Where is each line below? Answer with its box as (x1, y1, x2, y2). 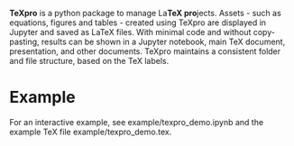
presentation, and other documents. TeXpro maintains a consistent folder (9, 46, 281, 57)
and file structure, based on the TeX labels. (9, 56, 170, 66)
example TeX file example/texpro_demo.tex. (9, 126, 172, 137)
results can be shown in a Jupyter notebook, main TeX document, (41, 36, 286, 47)
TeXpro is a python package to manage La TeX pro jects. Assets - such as (9, 8, 281, 18)
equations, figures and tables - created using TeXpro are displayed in (9, 17, 267, 28)
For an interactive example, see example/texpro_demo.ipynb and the (9, 116, 264, 127)
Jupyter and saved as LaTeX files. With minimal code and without (9, 27, 252, 37)
